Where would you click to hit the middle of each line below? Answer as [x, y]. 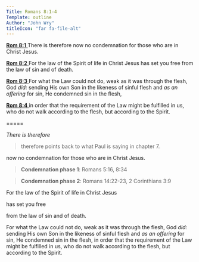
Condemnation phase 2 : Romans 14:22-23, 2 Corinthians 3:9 [96, 181]
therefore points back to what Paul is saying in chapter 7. [90, 146]
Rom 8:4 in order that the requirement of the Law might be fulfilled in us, [95, 106]
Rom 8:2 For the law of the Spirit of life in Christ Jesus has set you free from [100, 63]
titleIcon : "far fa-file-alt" [44, 28]
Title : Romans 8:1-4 [32, 12]
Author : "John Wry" [30, 23]
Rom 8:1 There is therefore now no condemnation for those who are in [92, 45]
